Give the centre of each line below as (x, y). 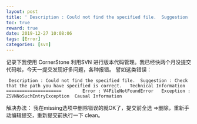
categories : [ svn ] (29, 45)
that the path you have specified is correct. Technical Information (96, 86)
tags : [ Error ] (24, 39)
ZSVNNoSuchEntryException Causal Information (64, 96)
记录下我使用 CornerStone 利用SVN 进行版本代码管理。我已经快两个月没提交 (99, 62)
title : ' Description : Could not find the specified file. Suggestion (97, 17)
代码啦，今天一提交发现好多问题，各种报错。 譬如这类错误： (79, 69)
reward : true (22, 28)
